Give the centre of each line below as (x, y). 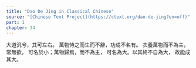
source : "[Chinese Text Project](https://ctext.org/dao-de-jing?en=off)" (98, 17)
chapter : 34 (21, 28)
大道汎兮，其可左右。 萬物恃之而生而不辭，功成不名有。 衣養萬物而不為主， (97, 45)
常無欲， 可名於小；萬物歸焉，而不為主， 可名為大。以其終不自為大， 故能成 (98, 52)
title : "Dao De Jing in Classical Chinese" (60, 11)
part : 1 (16, 22)
